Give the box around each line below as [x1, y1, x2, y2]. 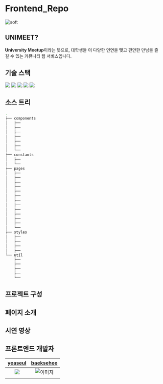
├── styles [5, 230, 27, 235]
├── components [5, 116, 36, 121]
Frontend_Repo [5, 3, 69, 14]
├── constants [5, 152, 34, 157]
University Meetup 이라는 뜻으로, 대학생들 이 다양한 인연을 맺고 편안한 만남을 [5, 47, 153, 53]
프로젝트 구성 [5, 290, 43, 299]
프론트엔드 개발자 [5, 345, 54, 353]
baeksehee [31, 360, 58, 366]
